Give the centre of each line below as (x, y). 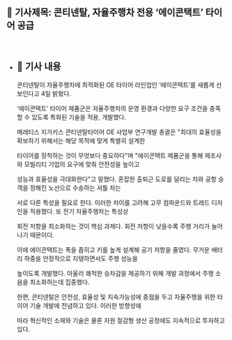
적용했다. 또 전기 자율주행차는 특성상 (79, 211)
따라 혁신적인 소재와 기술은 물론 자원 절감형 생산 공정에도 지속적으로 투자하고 (121, 320)
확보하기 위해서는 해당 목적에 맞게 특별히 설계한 (81, 140)
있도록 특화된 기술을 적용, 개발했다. (79, 117)
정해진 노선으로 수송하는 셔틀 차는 (75, 188)
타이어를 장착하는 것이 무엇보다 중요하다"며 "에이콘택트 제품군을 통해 (110, 155)
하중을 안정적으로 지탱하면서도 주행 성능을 (81, 258)
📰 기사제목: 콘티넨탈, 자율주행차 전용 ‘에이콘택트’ (105, 13)
